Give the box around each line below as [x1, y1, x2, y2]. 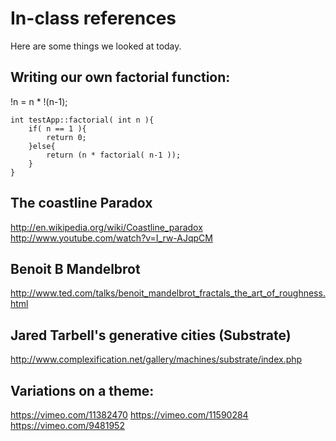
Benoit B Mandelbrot [10, 260, 141, 277]
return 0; [46, 132, 87, 142]
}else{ [28, 141, 56, 151]
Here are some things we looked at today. [10, 40, 182, 52]
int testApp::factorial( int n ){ [10, 115, 155, 125]
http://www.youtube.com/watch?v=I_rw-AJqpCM [10, 232, 213, 244]
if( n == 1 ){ [28, 123, 87, 134]
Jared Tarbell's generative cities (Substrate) [10, 327, 292, 344]
